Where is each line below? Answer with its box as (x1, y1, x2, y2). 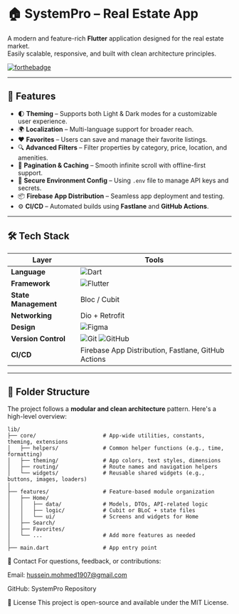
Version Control (11, 333, 66, 343)
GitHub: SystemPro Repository (7, 585, 97, 593)
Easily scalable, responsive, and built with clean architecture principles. (7, 49, 217, 58)
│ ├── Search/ (7, 519, 55, 527)
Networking (11, 311, 52, 321)
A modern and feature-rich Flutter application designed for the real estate (7, 33, 224, 43)
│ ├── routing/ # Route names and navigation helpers (7, 464, 218, 471)
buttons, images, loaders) (7, 476, 87, 483)
